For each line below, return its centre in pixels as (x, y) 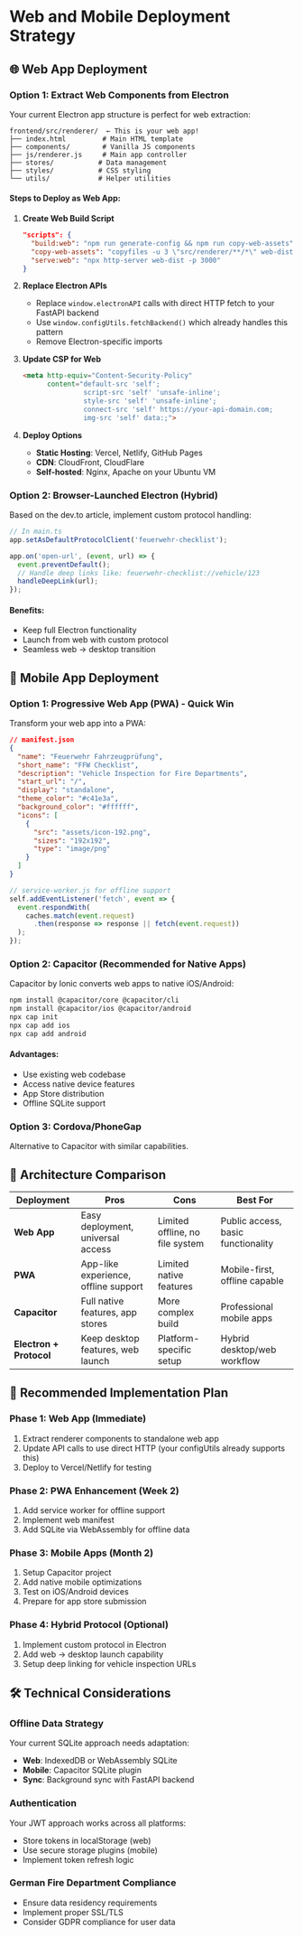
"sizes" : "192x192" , (72, 841)
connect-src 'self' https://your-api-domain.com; (178, 409)
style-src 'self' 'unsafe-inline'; (150, 401)
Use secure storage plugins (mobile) (90, 1850)
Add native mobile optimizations (82, 1582)
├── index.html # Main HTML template (96, 139)
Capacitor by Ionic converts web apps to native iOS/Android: (122, 984)
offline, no (179, 1232)
